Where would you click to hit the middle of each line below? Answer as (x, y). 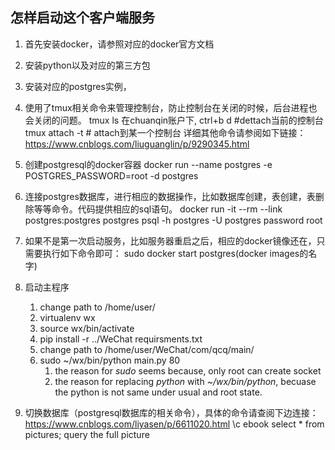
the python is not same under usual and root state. (158, 392)
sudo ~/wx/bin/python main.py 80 (110, 360)
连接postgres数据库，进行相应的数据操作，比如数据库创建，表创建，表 (170, 196)
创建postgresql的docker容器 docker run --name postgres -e (148, 164)
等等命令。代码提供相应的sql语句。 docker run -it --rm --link (158, 209)
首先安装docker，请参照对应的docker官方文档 (119, 44)
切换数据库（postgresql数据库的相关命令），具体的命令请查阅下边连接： (171, 412)
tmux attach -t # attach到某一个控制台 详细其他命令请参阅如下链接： (165, 132)
